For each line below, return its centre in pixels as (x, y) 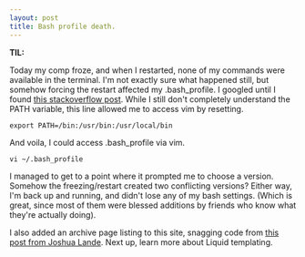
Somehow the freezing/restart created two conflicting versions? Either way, (151, 185)
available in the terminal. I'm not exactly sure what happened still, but (139, 79)
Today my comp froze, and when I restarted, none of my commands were (147, 70)
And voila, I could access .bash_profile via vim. (97, 142)
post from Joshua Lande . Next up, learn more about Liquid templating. (141, 242)
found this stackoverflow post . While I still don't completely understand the (150, 99)
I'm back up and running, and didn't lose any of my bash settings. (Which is (151, 195)
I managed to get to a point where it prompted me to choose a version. (142, 176)
